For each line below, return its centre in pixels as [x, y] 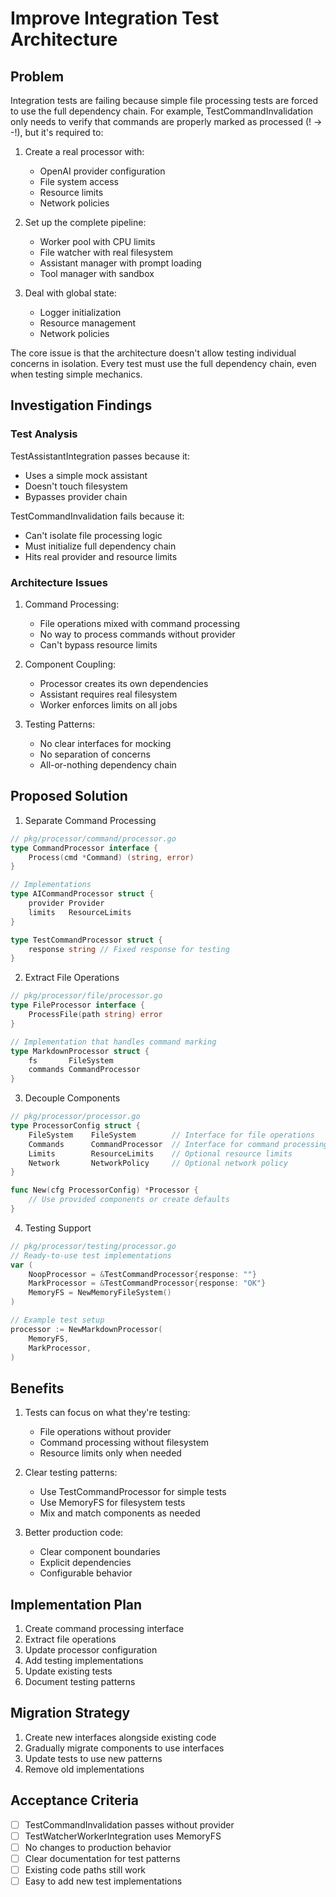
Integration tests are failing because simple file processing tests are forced [164, 100]
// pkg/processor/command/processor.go [93, 838]
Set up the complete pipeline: [85, 222]
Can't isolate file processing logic [93, 535]
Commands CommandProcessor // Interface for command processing [178, 1144]
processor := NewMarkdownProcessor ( [86, 1329]
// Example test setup [57, 1320]
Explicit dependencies [85, 1563]
